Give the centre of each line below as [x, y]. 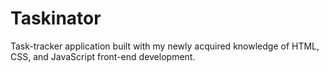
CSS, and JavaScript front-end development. [103, 56]
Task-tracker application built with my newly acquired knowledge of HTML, [165, 46]
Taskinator [56, 18]
